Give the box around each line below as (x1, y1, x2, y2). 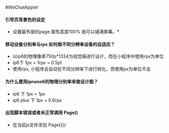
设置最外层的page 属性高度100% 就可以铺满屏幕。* (12, 29, 120, 35)
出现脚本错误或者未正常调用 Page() (5, 110, 78, 116)
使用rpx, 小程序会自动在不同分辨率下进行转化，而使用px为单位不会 (12, 66, 151, 72)
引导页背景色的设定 (5, 16, 45, 22)
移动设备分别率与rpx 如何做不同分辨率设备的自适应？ (5, 41, 115, 47)
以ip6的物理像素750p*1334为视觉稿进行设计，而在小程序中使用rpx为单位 (12, 53, 164, 60)
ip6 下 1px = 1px (12, 91, 45, 97)
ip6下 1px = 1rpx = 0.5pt (12, 60, 62, 66)
